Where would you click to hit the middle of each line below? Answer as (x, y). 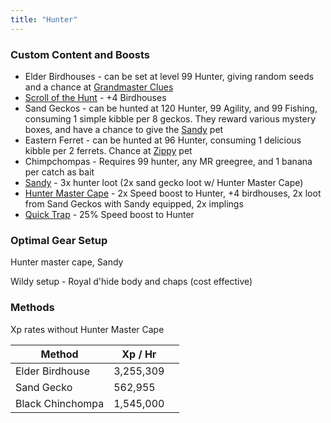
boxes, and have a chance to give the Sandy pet (124, 129)
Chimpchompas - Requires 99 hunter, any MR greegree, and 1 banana (168, 161)
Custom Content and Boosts (80, 54)
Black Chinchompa (60, 403)
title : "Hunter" (44, 19)
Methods (32, 308)
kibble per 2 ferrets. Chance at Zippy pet (108, 150)
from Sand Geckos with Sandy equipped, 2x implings (134, 203)
